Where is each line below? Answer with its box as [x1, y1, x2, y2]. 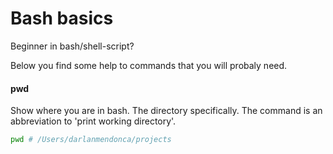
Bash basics [10, 7, 114, 30]
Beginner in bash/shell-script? [10, 40, 135, 52]
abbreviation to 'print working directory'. [10, 115, 177, 127]
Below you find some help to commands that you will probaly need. [10, 59, 288, 71]
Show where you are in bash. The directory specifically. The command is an [10, 105, 323, 117]
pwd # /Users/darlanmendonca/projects [10, 135, 172, 145]
